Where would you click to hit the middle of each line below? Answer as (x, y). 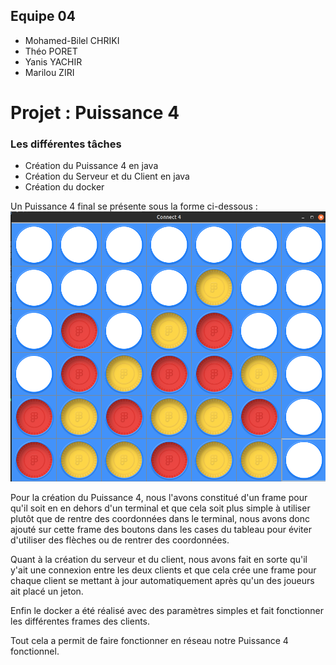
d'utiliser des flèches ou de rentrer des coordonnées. (120, 540)
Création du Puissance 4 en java (91, 166)
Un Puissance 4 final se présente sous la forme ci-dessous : (134, 206)
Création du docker (64, 187)
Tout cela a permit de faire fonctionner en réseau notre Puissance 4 (149, 641)
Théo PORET (51, 51)
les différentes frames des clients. (80, 621)
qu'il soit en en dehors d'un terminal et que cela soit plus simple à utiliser (160, 508)
